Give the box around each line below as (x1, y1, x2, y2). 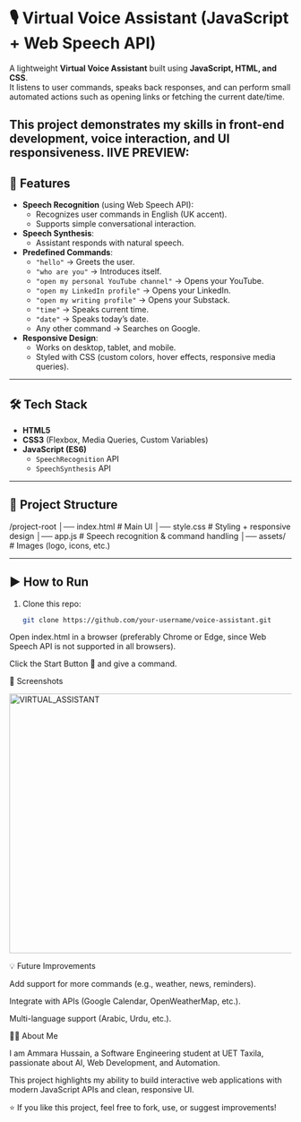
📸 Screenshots (9, 676, 64, 687)
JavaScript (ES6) (21, 443, 87, 454)
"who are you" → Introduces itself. (35, 266, 162, 277)
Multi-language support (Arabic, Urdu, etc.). (9, 1014, 172, 1024)
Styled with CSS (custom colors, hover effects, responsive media (35, 352, 276, 363)
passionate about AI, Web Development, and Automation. (9, 1058, 221, 1068)
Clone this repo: (21, 598, 82, 609)
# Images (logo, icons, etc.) (9, 540, 110, 551)
